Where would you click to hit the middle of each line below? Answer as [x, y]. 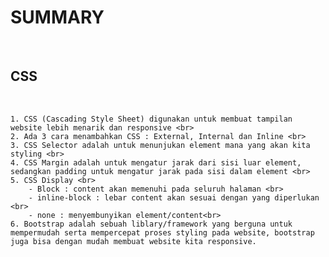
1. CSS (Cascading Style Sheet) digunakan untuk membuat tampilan [151, 119]
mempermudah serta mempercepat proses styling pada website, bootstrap [162, 232]
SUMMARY [57, 17]
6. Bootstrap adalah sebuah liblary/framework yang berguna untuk [151, 224]
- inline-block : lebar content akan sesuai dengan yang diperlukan [174, 197]
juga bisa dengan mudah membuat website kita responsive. [133, 241]
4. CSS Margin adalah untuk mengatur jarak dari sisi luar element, [156, 162]
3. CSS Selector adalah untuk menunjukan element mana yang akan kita [160, 145]
